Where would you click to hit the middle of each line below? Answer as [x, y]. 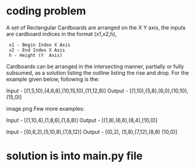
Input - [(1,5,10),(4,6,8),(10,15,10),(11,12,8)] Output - [67, 90]
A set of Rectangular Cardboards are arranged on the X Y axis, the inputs [96, 28]
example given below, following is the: [53, 79]
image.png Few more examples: [45, 108]
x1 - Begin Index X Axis [39, 45]
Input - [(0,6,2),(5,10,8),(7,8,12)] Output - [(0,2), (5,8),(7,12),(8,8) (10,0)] [92, 132]
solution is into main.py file [75, 156]
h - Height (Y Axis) [35, 55]
